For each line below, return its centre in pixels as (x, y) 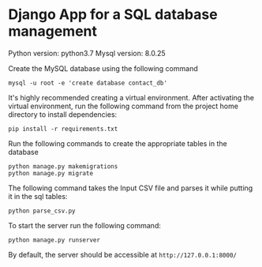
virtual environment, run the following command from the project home (124, 106)
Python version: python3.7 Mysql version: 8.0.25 (87, 53)
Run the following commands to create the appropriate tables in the (118, 143)
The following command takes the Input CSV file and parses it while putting (131, 188)
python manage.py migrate (51, 173)
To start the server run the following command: (85, 225)
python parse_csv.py (42, 211)
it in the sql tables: (38, 196)
